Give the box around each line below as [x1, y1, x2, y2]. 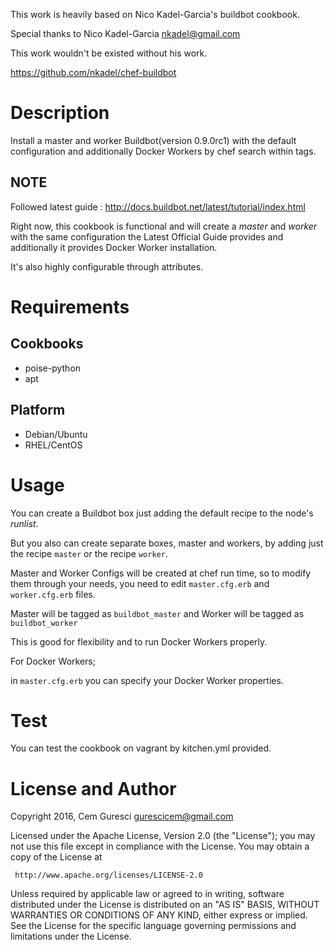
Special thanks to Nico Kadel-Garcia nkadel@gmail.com [10, 28, 241, 39]
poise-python [24, 362, 82, 374]
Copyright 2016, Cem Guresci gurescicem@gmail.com [10, 810, 234, 823]
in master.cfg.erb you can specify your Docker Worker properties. [10, 674, 284, 686]
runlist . [10, 517, 39, 529]
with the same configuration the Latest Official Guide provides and [10, 230, 284, 243]
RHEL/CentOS [24, 439, 83, 451]
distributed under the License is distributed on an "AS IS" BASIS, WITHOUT [10, 899, 320, 911]
